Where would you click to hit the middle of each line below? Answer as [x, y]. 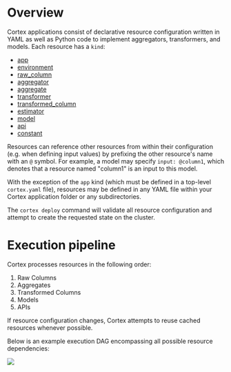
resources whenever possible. [50, 327]
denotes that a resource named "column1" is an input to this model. [102, 168]
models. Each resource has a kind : [56, 46]
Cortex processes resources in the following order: [79, 264]
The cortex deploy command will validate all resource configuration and [110, 210]
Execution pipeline [61, 245]
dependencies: [28, 348]
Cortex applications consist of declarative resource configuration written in [113, 32]
